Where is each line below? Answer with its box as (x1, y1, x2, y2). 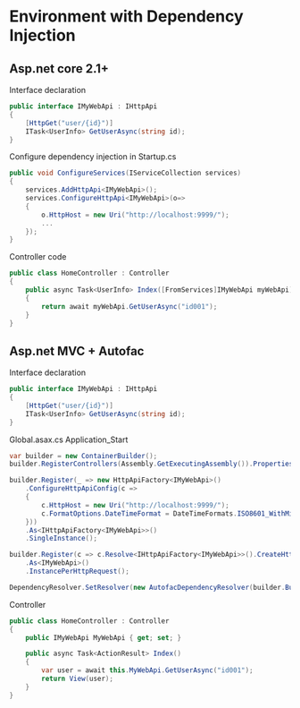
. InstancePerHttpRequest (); (25, 567, 129, 576)
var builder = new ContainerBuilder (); (9, 451, 158, 460)
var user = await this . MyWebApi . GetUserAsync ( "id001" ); (41, 666, 254, 675)
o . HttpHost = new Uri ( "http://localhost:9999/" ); (41, 210, 229, 219)
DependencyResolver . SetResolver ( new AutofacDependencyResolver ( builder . (9, 583, 286, 592)
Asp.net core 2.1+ (9, 61, 110, 76)
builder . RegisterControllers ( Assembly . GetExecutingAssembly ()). (9, 459, 254, 469)
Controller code (9, 252, 67, 262)
